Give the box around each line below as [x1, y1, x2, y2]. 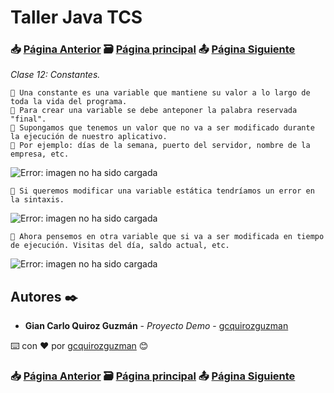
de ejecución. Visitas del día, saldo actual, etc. [10, 241, 230, 251]
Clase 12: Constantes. [10, 69, 101, 81]
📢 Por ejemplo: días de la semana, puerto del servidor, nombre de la [10, 141, 311, 151]
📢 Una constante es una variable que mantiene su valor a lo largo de [10, 88, 311, 98]
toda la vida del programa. [10, 97, 128, 107]
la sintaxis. [10, 195, 65, 205]
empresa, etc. [10, 149, 70, 160]
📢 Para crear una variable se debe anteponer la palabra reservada [10, 106, 298, 116]
